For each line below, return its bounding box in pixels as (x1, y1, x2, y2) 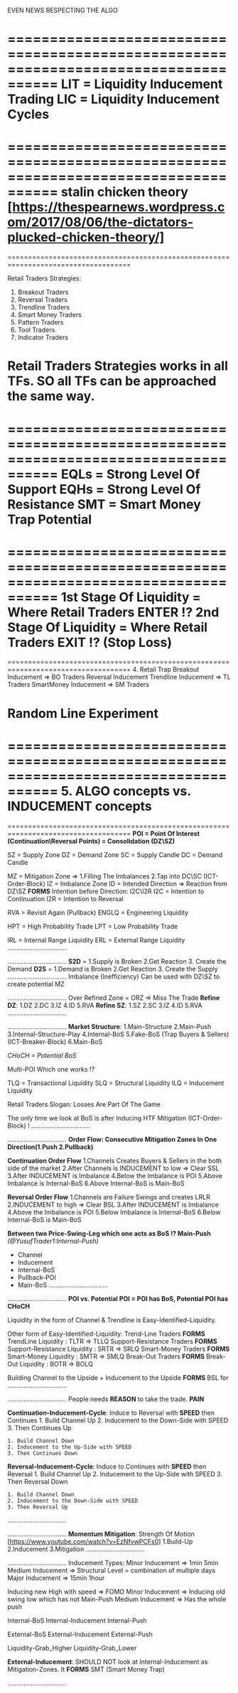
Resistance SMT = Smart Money (7, 496, 201, 512)
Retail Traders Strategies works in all (7, 358, 229, 374)
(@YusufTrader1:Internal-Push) (7, 1236, 99, 1245)
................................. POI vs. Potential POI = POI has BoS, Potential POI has (7, 1294, 229, 1302)
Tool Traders (17, 326, 55, 334)
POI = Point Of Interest (132, 829, 200, 837)
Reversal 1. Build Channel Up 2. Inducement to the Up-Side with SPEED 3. (7, 1469, 222, 1478)
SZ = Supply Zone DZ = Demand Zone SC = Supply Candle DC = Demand (7, 850, 223, 859)
